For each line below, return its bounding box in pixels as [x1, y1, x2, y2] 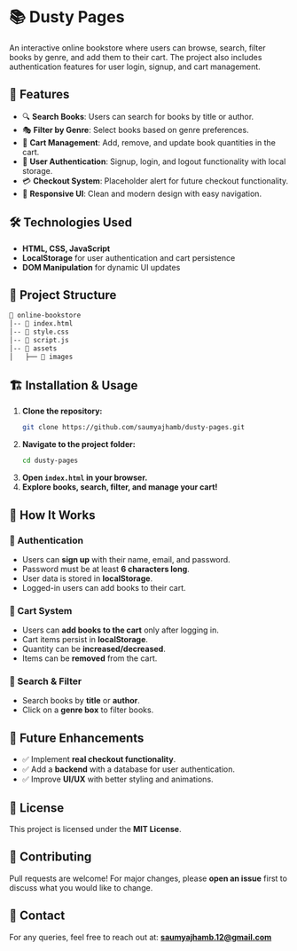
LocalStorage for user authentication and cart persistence [21, 252, 236, 263]
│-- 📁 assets [9, 343, 58, 353]
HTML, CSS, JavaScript [21, 243, 111, 254]
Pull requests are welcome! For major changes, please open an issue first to [9, 873, 288, 884]
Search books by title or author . [21, 696, 140, 706]
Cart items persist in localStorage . [21, 634, 149, 645]
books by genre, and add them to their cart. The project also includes [9, 51, 262, 62]
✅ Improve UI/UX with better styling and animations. [21, 774, 215, 785]
